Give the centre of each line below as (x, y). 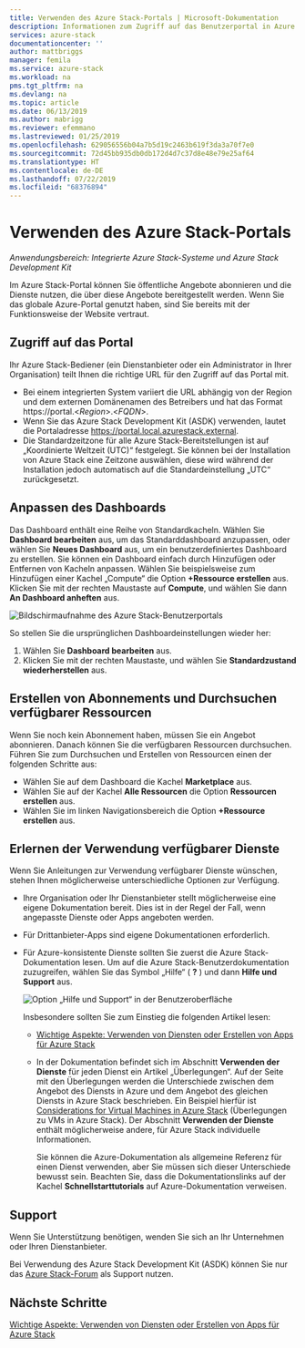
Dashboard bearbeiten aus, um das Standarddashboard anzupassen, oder (150, 540)
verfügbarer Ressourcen (81, 713)
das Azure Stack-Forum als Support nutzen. (91, 1274)
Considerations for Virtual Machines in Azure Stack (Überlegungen (161, 1111)
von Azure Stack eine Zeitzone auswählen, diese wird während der (148, 459)
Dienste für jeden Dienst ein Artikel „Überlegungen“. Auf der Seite (160, 1072)
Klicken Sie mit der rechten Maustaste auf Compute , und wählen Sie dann (148, 588)
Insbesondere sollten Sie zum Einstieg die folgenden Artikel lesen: (147, 1017)
